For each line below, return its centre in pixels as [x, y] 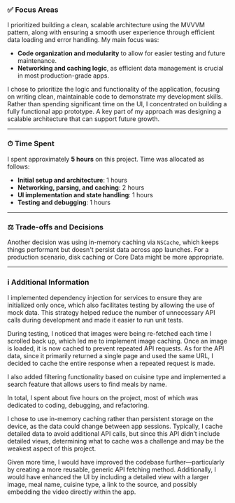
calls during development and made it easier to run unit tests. [95, 320]
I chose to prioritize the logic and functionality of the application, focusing [114, 90]
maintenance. [37, 61]
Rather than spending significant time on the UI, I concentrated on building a [117, 104]
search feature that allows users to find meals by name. [87, 384]
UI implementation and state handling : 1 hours [85, 194]
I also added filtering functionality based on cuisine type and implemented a [116, 377]
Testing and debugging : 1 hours [64, 202]
